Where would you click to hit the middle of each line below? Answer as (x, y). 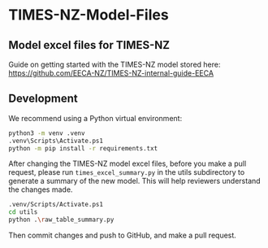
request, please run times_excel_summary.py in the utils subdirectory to (127, 172)
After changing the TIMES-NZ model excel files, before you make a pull (128, 163)
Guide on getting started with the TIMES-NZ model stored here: (115, 64)
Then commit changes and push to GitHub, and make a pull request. (123, 235)
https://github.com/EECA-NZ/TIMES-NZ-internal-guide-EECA (111, 73)
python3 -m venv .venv (47, 133)
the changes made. (41, 189)
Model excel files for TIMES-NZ (89, 45)
